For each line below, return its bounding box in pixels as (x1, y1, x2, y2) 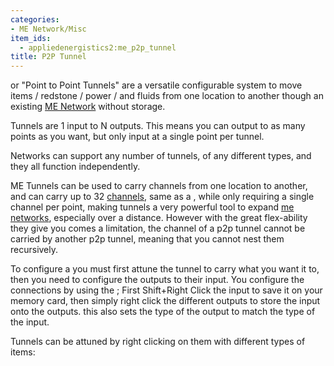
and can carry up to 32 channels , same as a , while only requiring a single (10, 191, 315, 203)
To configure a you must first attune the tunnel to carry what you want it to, (10, 263, 320, 275)
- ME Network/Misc (10, 24, 87, 34)
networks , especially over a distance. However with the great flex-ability (10, 212, 308, 224)
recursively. (10, 244, 59, 256)
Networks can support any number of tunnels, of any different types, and (10, 150, 312, 162)
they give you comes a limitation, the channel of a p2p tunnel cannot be (10, 222, 306, 235)
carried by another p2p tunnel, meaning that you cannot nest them (10, 233, 285, 245)
